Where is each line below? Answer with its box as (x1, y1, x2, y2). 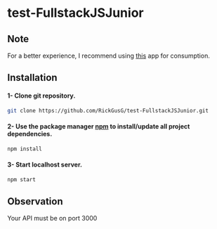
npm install (7, 145, 42, 152)
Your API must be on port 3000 (7, 214, 98, 223)
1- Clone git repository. (7, 91, 76, 100)
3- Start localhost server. (7, 160, 83, 169)
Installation (7, 72, 58, 84)
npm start (7, 176, 37, 183)
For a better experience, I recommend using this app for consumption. (7, 51, 211, 60)
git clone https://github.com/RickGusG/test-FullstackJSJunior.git (7, 107, 209, 114)
